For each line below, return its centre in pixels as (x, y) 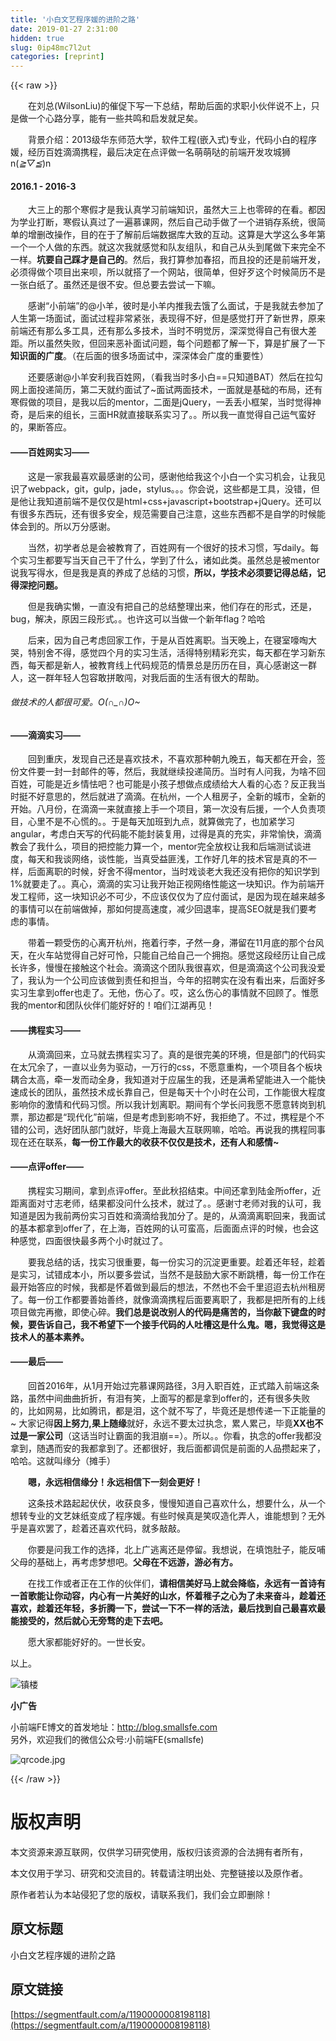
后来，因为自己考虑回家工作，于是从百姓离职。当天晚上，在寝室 (159, 640)
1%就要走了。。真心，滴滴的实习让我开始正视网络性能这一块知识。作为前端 (163, 884)
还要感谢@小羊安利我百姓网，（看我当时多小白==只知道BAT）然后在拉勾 (175, 377)
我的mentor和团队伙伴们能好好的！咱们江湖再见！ (112, 1005)
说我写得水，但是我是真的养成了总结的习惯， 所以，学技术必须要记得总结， (163, 572)
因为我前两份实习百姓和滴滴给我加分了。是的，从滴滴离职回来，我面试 (181, 1215)
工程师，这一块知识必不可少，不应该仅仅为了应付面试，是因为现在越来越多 (172, 897)
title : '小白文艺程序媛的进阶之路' (75, 19)
